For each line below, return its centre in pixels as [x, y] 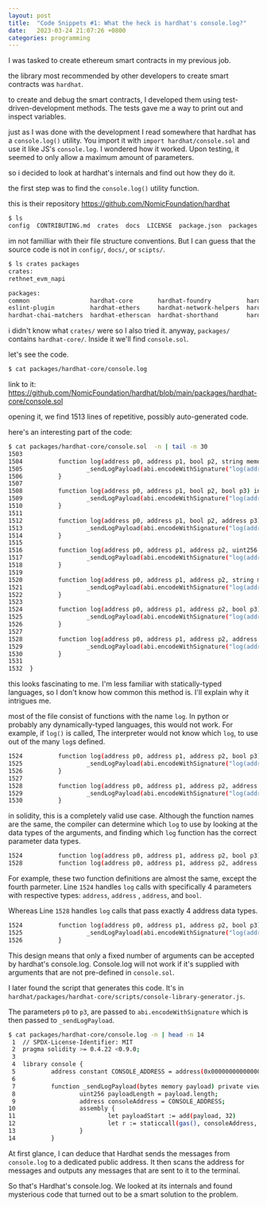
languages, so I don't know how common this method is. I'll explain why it [128, 693]
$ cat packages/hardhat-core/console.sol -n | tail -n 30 [108, 447]
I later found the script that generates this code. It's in [96, 987]
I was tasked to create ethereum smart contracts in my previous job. [120, 61]
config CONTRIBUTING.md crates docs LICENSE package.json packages [133, 226]
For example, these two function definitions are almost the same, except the [132, 878]
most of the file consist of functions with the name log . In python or [118, 717]
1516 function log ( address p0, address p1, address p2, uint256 [133, 550]
